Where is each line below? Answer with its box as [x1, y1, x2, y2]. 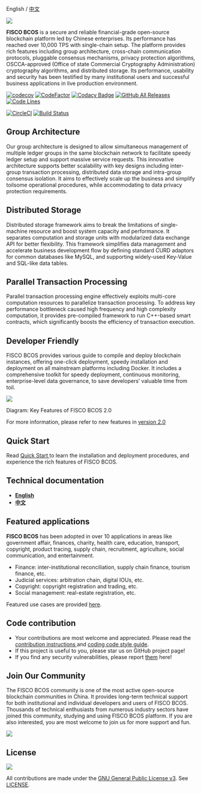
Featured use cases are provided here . [6, 601, 102, 608]
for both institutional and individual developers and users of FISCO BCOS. [6, 699, 188, 707]
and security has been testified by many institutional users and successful [6, 73, 190, 80]
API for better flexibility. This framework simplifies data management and [6, 240, 187, 247]
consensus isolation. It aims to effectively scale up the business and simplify [6, 175, 195, 182]
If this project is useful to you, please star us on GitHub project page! [14, 647, 185, 654]
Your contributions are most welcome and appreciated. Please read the [14, 634, 191, 641]
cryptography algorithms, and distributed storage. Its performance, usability [6, 67, 194, 74]
